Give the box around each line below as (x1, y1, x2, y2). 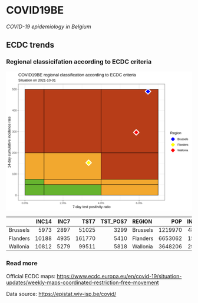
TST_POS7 (100, 218, 128, 225)
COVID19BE (6, 4, 64, 17)
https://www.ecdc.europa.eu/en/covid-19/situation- (57, 272, 182, 279)
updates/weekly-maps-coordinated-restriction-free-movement (6, 279, 159, 286)
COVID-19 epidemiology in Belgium (6, 23, 91, 30)
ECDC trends (6, 40, 55, 50)
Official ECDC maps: (6, 272, 56, 279)
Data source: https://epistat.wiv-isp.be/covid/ (6, 290, 117, 297)
